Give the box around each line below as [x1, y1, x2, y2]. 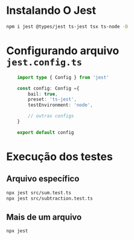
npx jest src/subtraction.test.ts [6, 195, 94, 201]
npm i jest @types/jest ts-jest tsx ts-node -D [6, 24, 129, 30]
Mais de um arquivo [6, 212, 82, 222]
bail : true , [28, 91, 59, 97]
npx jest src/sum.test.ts [6, 189, 71, 196]
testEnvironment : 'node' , [28, 102, 94, 109]
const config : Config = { [17, 85, 80, 91]
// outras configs [28, 113, 74, 119]
